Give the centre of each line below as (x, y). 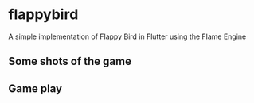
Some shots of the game (70, 61)
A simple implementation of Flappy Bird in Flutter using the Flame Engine (127, 36)
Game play (35, 88)
